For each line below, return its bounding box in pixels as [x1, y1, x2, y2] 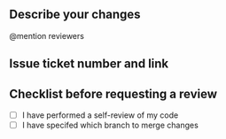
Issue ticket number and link [9, 57, 169, 72]
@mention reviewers [9, 30, 84, 41]
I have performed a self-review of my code [21, 110, 179, 120]
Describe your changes [9, 7, 141, 22]
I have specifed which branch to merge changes [21, 120, 199, 131]
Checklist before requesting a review [9, 86, 218, 101]
